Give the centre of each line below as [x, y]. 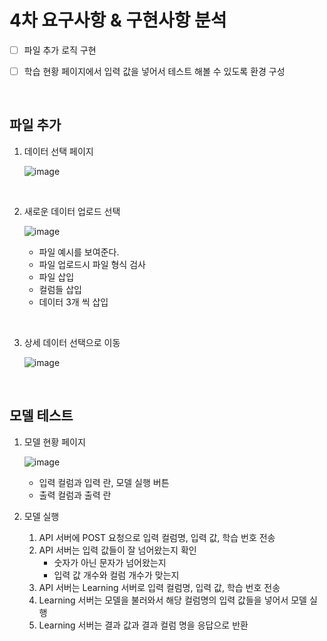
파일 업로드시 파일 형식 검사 [92, 264]
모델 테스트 [41, 416]
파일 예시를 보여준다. [79, 252]
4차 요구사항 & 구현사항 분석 [118, 20]
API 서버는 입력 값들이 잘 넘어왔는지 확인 [117, 550]
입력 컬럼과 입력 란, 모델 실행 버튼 [104, 482]
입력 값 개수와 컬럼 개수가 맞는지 [116, 575]
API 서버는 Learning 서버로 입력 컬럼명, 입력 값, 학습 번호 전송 [159, 587]
